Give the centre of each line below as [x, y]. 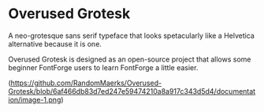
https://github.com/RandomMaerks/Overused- [86, 83]
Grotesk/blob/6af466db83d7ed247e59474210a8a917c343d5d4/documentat [132, 91]
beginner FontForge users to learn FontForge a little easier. [103, 67]
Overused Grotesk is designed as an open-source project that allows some [130, 59]
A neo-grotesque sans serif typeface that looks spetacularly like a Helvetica [131, 35]
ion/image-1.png [35, 99]
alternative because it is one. [55, 43]
